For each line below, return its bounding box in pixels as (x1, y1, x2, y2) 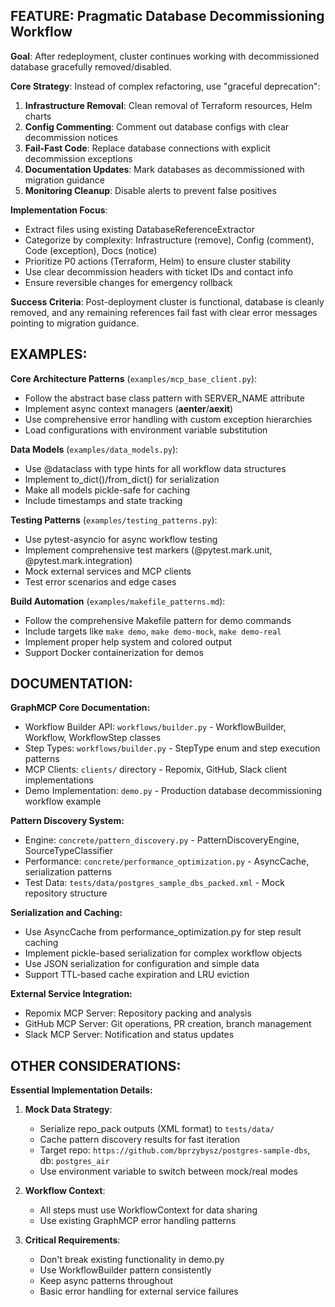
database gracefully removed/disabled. (10, 60, 172, 73)
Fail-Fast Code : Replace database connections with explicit (24, 142, 271, 154)
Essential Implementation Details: (10, 1084, 153, 1096)
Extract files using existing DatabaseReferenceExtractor (24, 223, 255, 235)
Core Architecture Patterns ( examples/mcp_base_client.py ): (10, 372, 258, 384)
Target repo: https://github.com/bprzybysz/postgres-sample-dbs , (39, 1144, 311, 1156)
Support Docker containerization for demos (24, 646, 204, 658)
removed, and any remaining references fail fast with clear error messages (10, 306, 318, 318)
